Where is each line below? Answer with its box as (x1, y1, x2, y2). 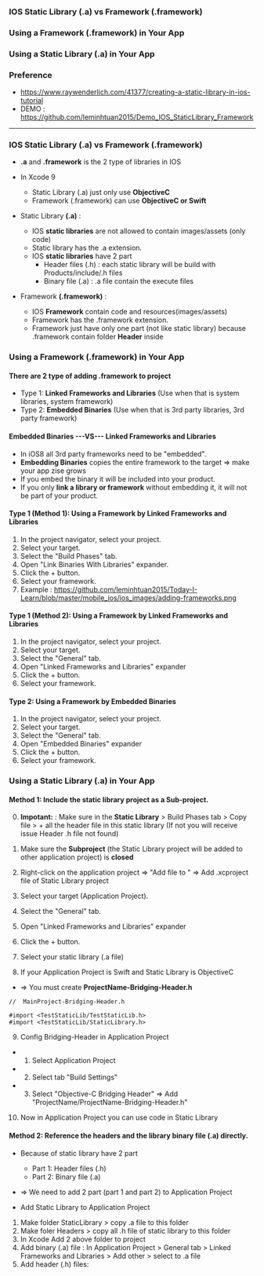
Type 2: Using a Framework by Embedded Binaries (9, 696, 177, 706)
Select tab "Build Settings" (31, 1072, 118, 1082)
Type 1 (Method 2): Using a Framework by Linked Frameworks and (9, 611, 229, 621)
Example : (20, 585, 53, 594)
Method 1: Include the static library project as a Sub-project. (9, 794, 209, 804)
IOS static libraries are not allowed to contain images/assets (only (31, 226, 246, 236)
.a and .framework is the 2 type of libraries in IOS (20, 157, 182, 167)
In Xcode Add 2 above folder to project (20, 1234, 146, 1244)
